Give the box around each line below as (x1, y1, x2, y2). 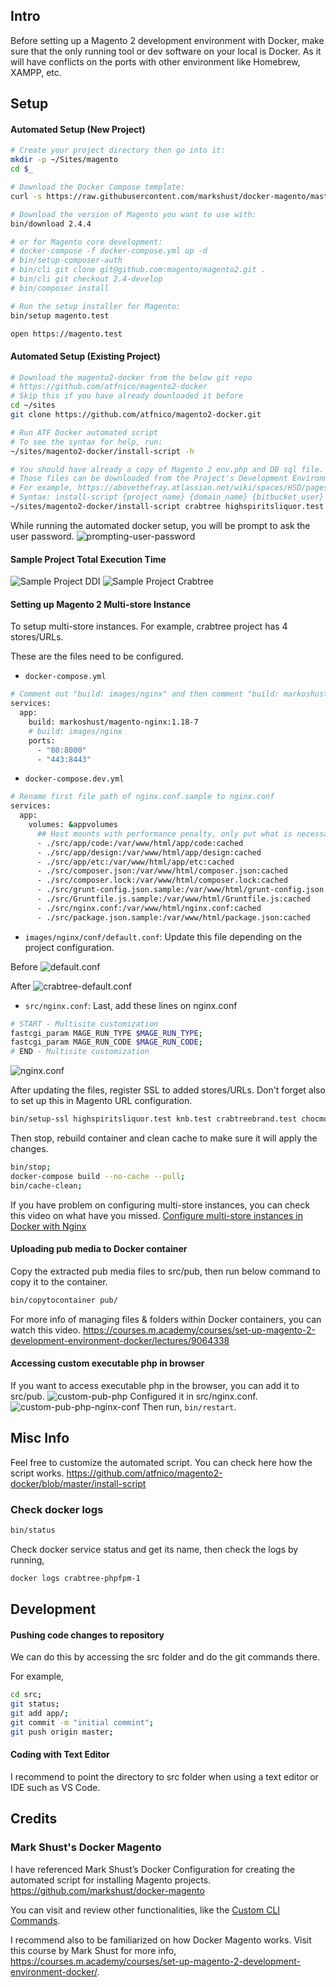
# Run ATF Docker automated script (10, 427, 159, 438)
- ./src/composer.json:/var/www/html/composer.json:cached (36, 866, 288, 876)
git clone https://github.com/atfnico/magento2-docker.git (10, 410, 262, 420)
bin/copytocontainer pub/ (10, 1295, 118, 1305)
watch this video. (10, 1324, 81, 1336)
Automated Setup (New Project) (10, 123, 146, 135)
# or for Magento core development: (10, 237, 163, 247)
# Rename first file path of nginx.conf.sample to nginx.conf (10, 792, 275, 802)
